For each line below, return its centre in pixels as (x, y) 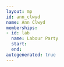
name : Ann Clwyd (26, 22)
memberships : (22, 28)
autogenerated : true (31, 55)
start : (19, 44)
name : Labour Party (35, 38)
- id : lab (18, 33)
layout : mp (19, 11)
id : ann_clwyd (23, 17)
